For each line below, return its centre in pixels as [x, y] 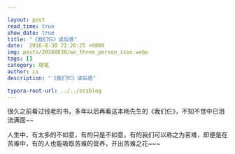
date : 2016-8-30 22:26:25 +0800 [56, 46]
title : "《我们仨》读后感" [42, 39]
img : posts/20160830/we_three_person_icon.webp [78, 52]
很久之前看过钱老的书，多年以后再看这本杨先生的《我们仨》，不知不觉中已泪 [116, 111]
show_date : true [31, 33]
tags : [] [20, 59]
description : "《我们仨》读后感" [52, 78]
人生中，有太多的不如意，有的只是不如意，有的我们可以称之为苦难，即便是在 [117, 135]
